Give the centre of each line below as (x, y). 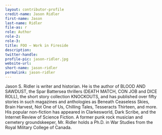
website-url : (18, 63)
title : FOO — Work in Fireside (37, 45)
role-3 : (13, 41)
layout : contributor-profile (35, 9)
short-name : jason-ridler (31, 68)
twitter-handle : (21, 54)
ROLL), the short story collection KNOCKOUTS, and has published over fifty (81, 96)
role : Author (18, 32)
